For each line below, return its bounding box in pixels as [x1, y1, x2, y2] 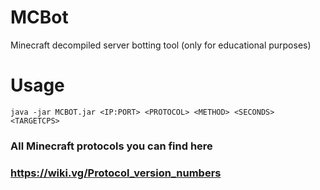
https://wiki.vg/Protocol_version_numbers [10, 166, 222, 180]
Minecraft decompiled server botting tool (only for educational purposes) [10, 39, 312, 51]
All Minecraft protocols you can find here [10, 139, 213, 153]
